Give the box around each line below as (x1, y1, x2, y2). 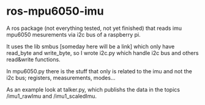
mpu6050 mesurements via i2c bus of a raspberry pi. (6, 31, 141, 38)
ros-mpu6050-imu (6, 4, 104, 18)
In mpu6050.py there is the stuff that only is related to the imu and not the (6, 67, 193, 74)
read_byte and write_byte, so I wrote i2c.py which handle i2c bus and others (6, 49, 199, 56)
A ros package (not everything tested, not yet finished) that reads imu (6, 24, 182, 32)
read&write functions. (6, 56, 61, 63)
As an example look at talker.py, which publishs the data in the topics (6, 85, 181, 93)
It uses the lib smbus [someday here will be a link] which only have (6, 43, 175, 50)
